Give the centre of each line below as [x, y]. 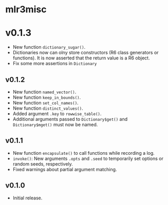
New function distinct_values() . [48, 108]
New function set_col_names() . [45, 102]
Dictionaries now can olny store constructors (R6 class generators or [86, 53]
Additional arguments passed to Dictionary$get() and [70, 119]
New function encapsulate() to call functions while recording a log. [84, 153]
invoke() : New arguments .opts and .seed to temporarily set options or [88, 158]
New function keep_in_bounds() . [47, 97]
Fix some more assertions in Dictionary [55, 64]
